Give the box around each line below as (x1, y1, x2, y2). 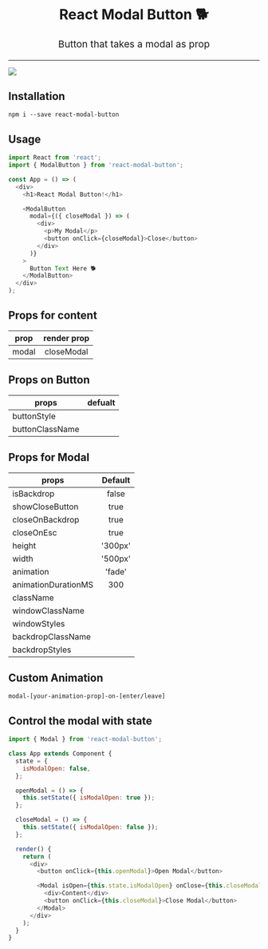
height (12, 540, 37, 551)
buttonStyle (12, 410, 56, 422)
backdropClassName (12, 631, 92, 642)
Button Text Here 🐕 (29, 264, 97, 272)
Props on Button (8, 373, 90, 387)
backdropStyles (12, 644, 72, 655)
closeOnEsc (12, 527, 57, 538)
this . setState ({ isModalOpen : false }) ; (22, 823, 159, 831)
